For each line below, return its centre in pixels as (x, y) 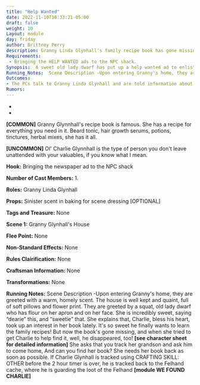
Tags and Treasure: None (38, 212)
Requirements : (24, 56)
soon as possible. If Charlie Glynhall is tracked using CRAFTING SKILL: (93, 357)
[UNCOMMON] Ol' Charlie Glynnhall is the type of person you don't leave (96, 148)
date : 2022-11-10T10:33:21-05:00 (48, 17)
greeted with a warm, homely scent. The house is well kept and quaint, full (97, 300)
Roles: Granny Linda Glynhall (42, 189)
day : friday (21, 39)
